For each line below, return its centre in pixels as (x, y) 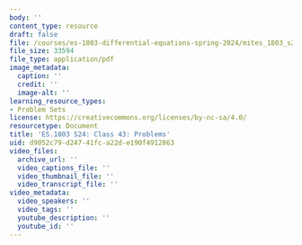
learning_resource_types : (58, 101)
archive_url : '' (48, 159)
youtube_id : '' (46, 226)
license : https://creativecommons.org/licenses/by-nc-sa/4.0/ (128, 118)
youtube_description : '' (64, 218)
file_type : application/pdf (62, 59)
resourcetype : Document (54, 127)
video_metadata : (40, 193)
